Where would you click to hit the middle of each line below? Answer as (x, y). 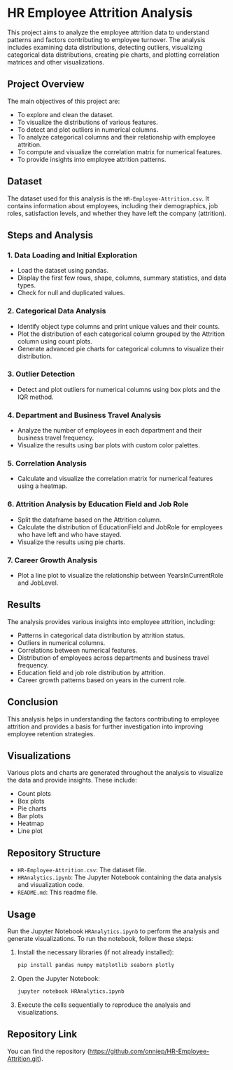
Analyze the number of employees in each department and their (110, 431)
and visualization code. (51, 885)
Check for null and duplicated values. (71, 293)
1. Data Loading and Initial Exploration (72, 255)
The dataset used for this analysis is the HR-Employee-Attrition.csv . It (108, 198)
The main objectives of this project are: (64, 101)
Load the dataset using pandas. (63, 271)
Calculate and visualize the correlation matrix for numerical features (115, 479)
